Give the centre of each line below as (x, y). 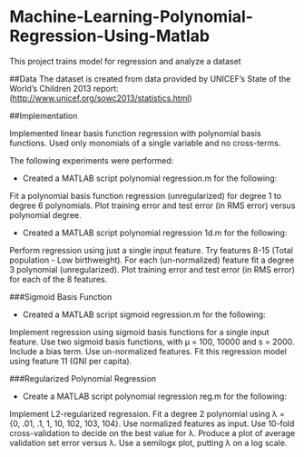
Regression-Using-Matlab (110, 36)
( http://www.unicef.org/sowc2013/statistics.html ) (101, 98)
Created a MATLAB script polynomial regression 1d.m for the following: (155, 233)
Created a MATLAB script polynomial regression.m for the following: (150, 178)
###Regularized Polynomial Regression (83, 378)
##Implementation (44, 115)
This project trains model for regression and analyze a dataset (126, 61)
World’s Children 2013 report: (64, 88)
